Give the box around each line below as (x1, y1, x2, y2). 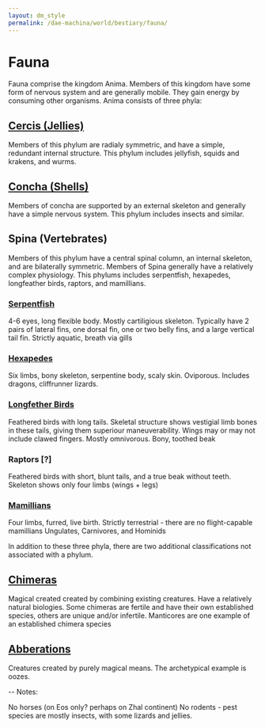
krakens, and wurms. (8, 157, 77, 166)
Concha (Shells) (8, 180, 89, 193)
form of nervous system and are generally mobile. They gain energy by (8, 88, 240, 97)
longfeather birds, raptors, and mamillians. (8, 278, 146, 288)
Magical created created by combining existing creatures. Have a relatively (8, 594, 252, 604)
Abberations (8, 642, 71, 656)
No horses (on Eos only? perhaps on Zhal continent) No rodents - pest (8, 702, 237, 711)
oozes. (8, 671, 30, 681)
